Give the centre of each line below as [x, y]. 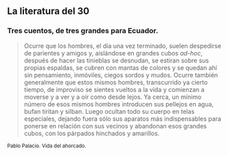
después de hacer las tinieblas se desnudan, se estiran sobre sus [116, 60]
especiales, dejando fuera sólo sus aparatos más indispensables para [123, 119]
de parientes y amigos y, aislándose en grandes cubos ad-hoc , [113, 53]
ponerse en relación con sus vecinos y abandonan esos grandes [115, 126]
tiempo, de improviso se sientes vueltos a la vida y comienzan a [114, 89]
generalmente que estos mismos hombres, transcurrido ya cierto [116, 82]
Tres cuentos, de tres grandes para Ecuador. [83, 31]
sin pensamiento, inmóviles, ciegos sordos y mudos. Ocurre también [121, 75]
